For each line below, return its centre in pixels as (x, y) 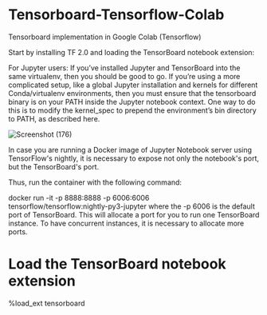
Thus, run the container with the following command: (95, 182)
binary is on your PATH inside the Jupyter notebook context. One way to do (132, 102)
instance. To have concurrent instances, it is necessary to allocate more (126, 223)
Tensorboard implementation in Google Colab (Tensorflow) (105, 37)
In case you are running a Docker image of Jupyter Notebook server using (130, 150)
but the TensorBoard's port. (54, 166)
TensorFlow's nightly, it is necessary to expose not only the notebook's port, (134, 158)
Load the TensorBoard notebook (117, 264)
